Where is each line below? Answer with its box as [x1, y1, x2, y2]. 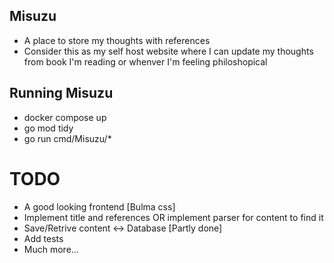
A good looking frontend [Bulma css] [23, 200, 176, 213]
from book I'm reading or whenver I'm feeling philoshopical [23, 55, 268, 68]
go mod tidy [23, 122, 74, 134]
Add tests [23, 232, 64, 244]
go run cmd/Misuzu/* [23, 132, 112, 144]
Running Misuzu [9, 85, 114, 102]
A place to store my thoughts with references [23, 34, 211, 46]
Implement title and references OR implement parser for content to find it [23, 211, 324, 223]
